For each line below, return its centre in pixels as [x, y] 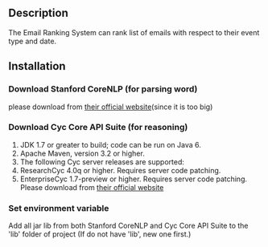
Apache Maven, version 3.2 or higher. [82, 153]
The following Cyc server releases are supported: [102, 162]
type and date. [33, 41]
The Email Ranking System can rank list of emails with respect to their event [134, 32]
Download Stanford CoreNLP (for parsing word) [103, 89]
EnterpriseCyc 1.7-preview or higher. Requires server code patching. [134, 179]
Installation [37, 66]
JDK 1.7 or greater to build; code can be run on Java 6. [110, 144]
